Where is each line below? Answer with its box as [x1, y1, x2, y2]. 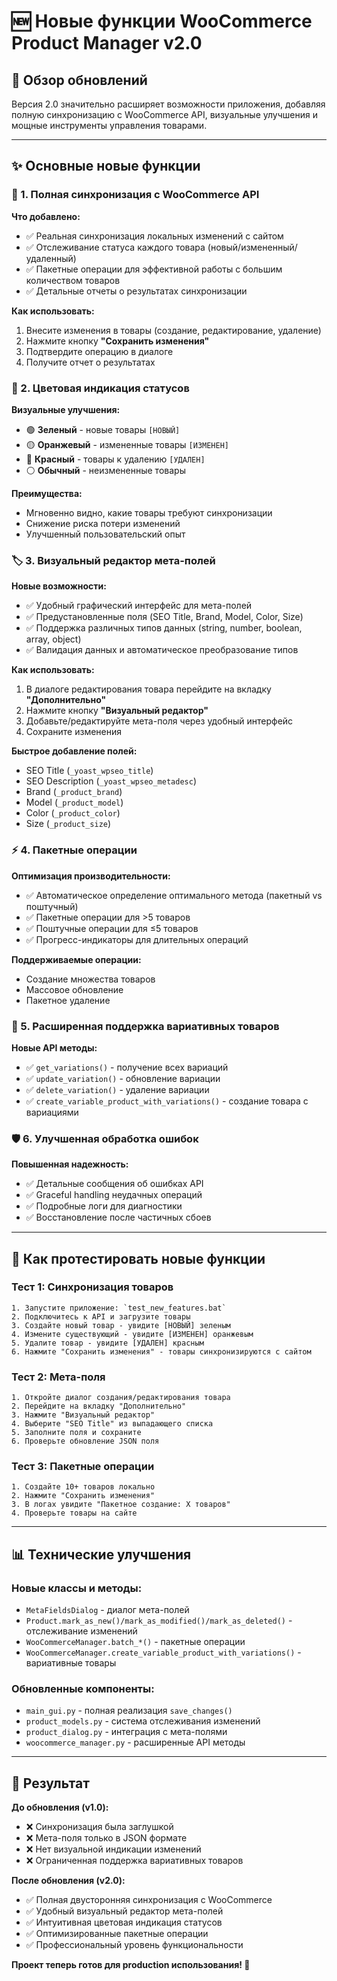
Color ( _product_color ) [25, 807, 121, 819]
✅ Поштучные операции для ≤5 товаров [25, 922, 199, 934]
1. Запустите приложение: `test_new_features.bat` [11, 1303, 227, 1313]
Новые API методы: [11, 1041, 98, 1054]
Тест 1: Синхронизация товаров [11, 1280, 174, 1294]
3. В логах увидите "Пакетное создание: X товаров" [11, 1500, 231, 1510]
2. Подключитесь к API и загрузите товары [11, 1311, 191, 1322]
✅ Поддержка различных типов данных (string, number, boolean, [25, 622, 303, 634]
